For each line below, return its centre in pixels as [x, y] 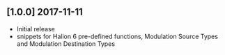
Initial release [36, 29]
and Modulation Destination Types [66, 44]
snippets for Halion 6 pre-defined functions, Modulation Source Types [117, 36]
